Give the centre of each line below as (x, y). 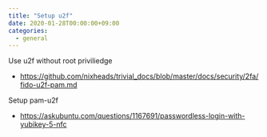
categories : (28, 30)
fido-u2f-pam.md (48, 85)
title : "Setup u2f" (41, 16)
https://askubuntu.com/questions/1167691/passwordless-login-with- (132, 116)
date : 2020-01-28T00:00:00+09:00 (64, 23)
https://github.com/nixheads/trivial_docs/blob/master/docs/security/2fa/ (139, 76)
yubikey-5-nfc (43, 124)
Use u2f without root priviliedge (60, 61)
